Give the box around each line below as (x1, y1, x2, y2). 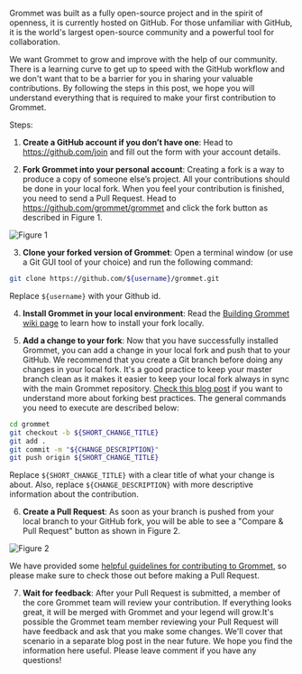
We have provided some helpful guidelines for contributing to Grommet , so (9, 560, 287, 572)
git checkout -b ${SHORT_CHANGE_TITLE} (9, 428, 160, 437)
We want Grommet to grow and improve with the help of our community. (9, 54, 278, 64)
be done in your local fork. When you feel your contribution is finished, (22, 183, 285, 193)
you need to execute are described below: (22, 402, 179, 413)
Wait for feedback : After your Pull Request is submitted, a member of (22, 587, 281, 599)
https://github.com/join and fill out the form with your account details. (22, 146, 281, 157)
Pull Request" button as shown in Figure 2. (22, 526, 181, 537)
